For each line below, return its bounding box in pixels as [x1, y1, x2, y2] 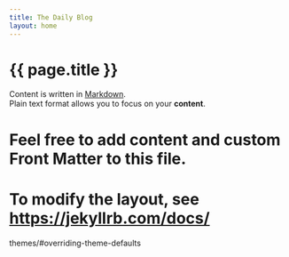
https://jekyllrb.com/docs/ [9, 208, 210, 228]
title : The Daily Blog [9, 12, 93, 22]
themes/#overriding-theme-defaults [9, 237, 142, 248]
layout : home [9, 21, 58, 30]
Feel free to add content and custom [9, 130, 281, 149]
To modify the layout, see [9, 189, 199, 209]
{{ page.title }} [9, 60, 119, 80]
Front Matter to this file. [9, 149, 187, 169]
